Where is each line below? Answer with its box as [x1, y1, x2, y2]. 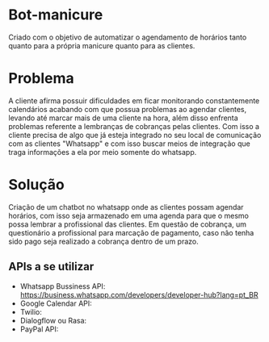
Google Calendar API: [19, 298, 93, 308]
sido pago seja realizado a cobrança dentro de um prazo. [8, 236, 200, 246]
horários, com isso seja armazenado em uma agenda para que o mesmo [8, 211, 249, 220]
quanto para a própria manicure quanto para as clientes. [8, 40, 195, 50]
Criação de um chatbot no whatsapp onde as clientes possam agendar [8, 202, 244, 211]
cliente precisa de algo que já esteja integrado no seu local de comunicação [8, 130, 262, 140]
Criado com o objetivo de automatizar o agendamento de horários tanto [8, 32, 247, 42]
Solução [8, 176, 65, 194]
